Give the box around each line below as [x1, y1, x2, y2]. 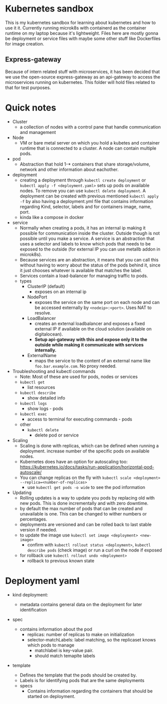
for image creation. [5, 40, 44, 46]
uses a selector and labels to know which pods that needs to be [19, 240, 151, 246]
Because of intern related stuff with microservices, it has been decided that [5, 68, 160, 74]
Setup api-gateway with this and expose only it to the [34, 336, 148, 342]
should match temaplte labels [34, 652, 96, 658]
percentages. [19, 516, 47, 522]
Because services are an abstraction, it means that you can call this [19, 256, 159, 262]
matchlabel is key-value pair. [34, 647, 94, 653]
